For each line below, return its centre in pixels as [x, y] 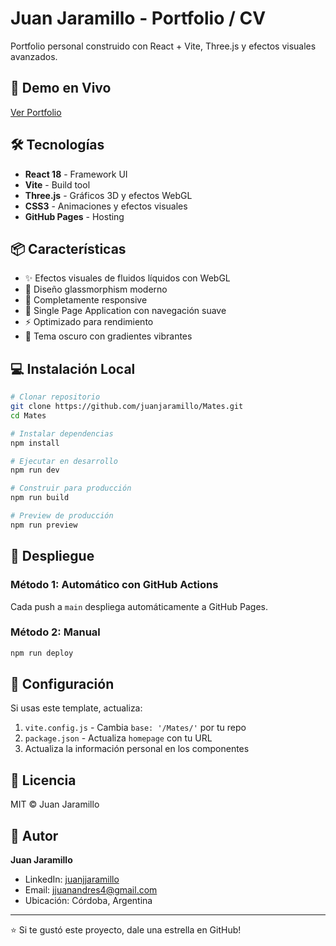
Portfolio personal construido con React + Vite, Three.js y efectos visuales [163, 46]
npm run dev [35, 470]
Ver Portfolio [36, 112]
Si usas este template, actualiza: [76, 708]
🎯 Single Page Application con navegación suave [125, 311]
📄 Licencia [43, 780]
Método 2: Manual [55, 632]
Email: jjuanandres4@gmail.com [91, 890]
